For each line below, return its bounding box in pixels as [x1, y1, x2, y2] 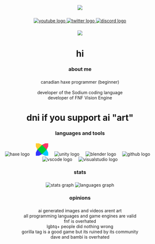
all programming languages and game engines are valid [23, 213, 137, 219]
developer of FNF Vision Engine [47, 95, 112, 100]
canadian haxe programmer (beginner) [40, 79, 119, 85]
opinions [69, 194, 91, 201]
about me [68, 65, 92, 72]
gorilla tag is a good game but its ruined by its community [21, 229, 139, 235]
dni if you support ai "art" [26, 112, 134, 123]
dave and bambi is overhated [50, 234, 110, 240]
